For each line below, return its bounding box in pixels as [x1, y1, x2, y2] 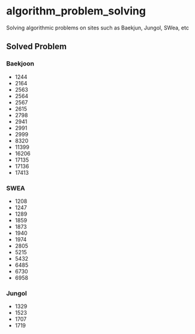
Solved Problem [6, 41, 67, 52]
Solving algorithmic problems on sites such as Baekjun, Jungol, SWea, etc [6, 24, 189, 31]
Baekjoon [6, 59, 35, 68]
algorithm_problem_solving [6, 4, 146, 18]
